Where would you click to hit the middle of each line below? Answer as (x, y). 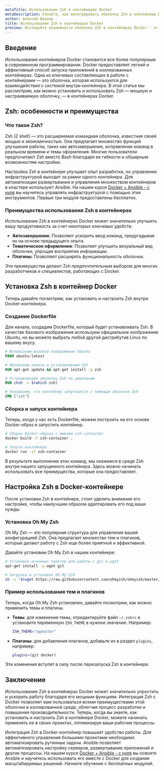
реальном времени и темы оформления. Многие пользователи (71, 151)
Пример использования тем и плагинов (55, 592)
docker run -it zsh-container (36, 451)
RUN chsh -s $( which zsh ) (31, 383)
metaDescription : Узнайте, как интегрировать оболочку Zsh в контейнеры (81, 14)
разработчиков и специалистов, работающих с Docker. (63, 271)
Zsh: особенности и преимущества (62, 112)
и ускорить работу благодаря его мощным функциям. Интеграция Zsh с (81, 697)
